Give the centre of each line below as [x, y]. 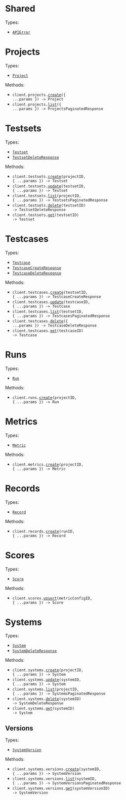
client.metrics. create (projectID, [48, 464]
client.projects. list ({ [37, 105]
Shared [20, 9]
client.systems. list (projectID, [45, 690]
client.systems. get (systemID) [43, 709]
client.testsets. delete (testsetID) [49, 205]
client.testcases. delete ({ [40, 321]
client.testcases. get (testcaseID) [48, 331]
